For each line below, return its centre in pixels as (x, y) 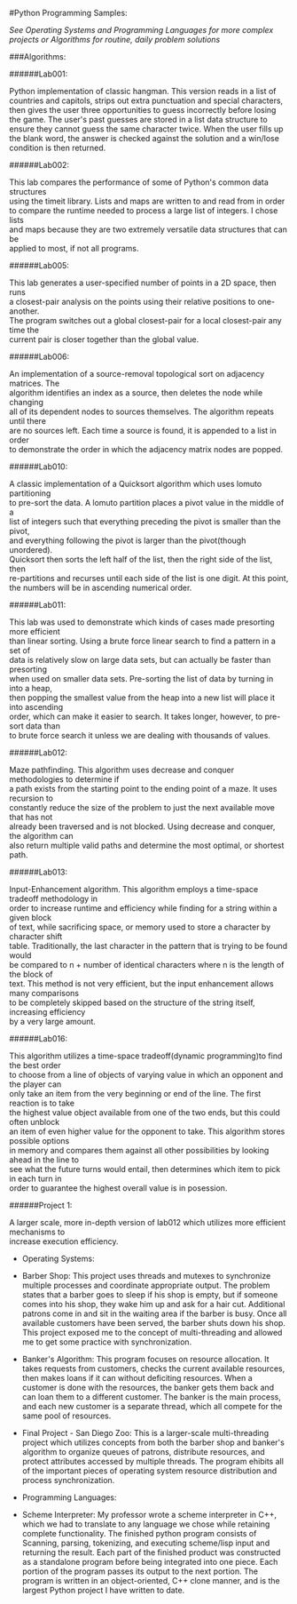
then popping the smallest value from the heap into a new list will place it (142, 698)
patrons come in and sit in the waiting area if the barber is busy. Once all (154, 1313)
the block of (31, 974)
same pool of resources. (66, 1416)
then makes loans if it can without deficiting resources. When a (137, 1378)
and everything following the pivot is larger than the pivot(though (128, 540)
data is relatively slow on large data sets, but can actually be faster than (140, 660)
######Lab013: (39, 872)
